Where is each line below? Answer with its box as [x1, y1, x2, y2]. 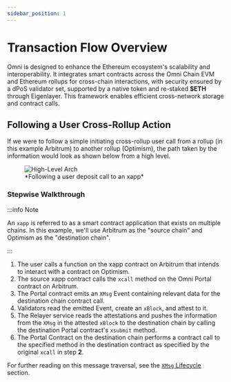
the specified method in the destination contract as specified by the [17, 340, 210, 348]
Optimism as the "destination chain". [7, 233, 110, 242]
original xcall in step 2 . [17, 348, 84, 356]
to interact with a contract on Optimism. [17, 267, 130, 275]
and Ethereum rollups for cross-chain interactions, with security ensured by [7, 77, 222, 85]
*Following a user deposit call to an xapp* [24, 173, 144, 181]
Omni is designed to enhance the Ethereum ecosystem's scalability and [7, 63, 210, 71]
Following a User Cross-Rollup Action [7, 118, 171, 131]
